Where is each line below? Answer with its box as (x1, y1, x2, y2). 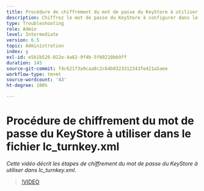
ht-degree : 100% (6, 83, 48, 89)
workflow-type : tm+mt (6, 71, 62, 77)
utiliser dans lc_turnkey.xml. (6, 166, 76, 173)
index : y (6, 49, 29, 55)
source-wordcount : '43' (6, 77, 67, 83)
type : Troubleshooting (6, 20, 64, 26)
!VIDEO (21, 178, 40, 186)
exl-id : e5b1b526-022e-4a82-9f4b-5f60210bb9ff (6, 54, 127, 60)
